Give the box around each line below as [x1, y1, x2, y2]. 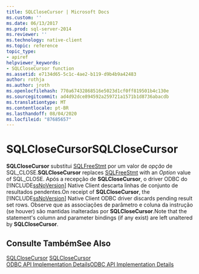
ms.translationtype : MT [6, 99, 67, 105]
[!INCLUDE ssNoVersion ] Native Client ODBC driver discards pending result [6, 195, 193, 202]
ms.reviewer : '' [6, 32, 47, 38]
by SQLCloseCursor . [6, 221, 59, 228]
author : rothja [6, 77, 45, 83]
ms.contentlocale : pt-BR [6, 104, 69, 111]
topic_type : [6, 49, 36, 55]
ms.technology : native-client [6, 37, 83, 43]
